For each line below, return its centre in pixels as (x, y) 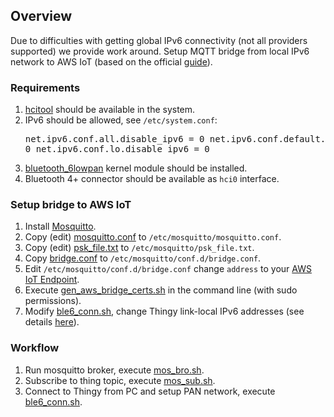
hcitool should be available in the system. (110, 110)
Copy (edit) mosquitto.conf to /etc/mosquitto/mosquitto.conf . (153, 237)
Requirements (45, 87)
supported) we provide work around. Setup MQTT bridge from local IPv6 (160, 51)
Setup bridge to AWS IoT (71, 205)
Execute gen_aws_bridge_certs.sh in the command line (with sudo (161, 290)
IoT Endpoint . (52, 280)
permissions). (53, 301)
